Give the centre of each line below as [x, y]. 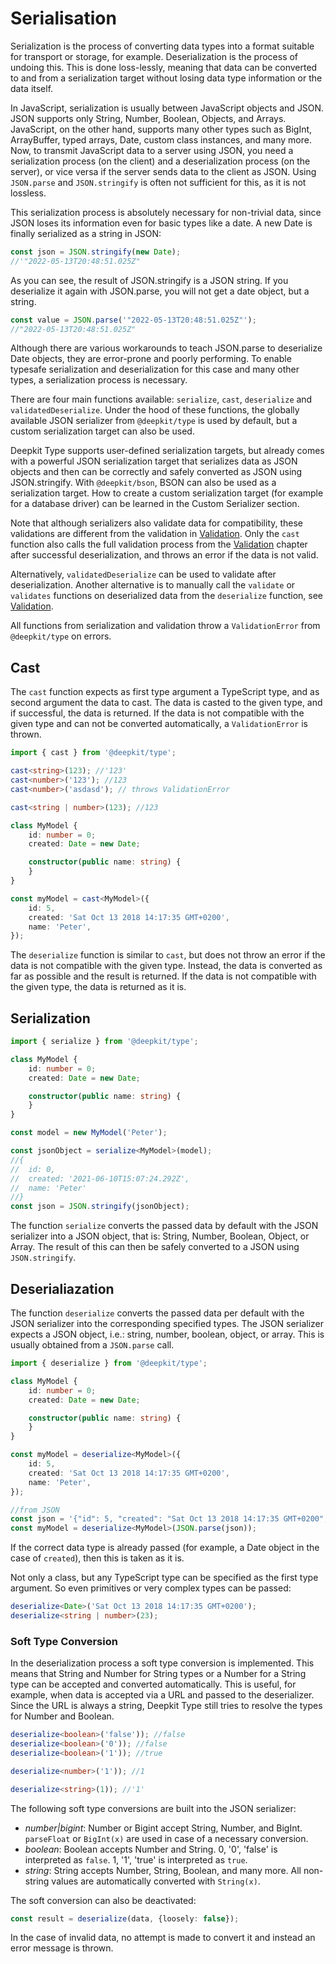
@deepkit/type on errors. [61, 636]
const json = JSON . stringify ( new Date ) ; [96, 252]
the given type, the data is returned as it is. [98, 987]
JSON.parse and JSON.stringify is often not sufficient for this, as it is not [158, 182]
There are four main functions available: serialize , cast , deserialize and [161, 399]
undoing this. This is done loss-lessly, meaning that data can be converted [164, 67]
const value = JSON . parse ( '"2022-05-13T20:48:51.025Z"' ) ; [133, 320]
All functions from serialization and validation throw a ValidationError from [165, 626]
